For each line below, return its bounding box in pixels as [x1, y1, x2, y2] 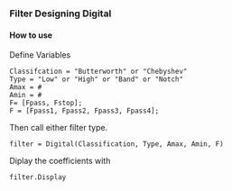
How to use [9, 30, 52, 41]
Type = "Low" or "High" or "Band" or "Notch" [9, 75, 183, 84]
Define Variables [9, 50, 71, 60]
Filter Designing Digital [9, 7, 112, 20]
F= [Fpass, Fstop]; [9, 98, 83, 108]
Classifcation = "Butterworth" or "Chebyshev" [9, 67, 188, 77]
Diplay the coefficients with [9, 156, 111, 167]
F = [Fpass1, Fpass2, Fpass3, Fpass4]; [9, 106, 160, 115]
